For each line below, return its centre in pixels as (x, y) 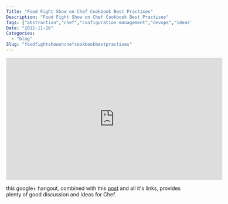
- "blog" (22, 39)
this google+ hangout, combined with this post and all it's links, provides (93, 188)
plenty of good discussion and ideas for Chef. (61, 194)
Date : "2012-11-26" (30, 28)
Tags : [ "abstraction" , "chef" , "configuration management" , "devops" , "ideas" (99, 22)
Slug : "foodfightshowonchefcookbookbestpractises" (69, 45)
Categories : (21, 34)
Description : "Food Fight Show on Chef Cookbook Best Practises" (87, 17)
